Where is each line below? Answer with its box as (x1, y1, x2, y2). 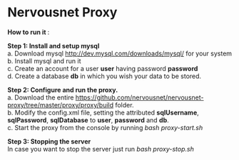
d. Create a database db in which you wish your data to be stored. (7, 72, 202, 80)
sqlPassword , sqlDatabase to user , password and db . (7, 115, 169, 124)
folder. (115, 100, 134, 109)
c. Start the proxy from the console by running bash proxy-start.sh (7, 123, 203, 132)
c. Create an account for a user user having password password (7, 64, 198, 73)
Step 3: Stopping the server (7, 137, 91, 146)
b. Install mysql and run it (7, 56, 81, 65)
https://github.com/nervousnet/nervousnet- (75, 93, 204, 102)
